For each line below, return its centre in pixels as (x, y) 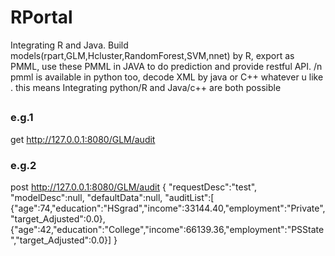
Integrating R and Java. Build (69, 45)
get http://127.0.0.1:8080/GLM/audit (83, 139)
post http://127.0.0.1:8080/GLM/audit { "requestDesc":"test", (134, 187)
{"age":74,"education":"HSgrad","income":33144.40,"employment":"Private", (168, 208)
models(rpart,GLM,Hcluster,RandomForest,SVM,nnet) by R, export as (152, 55)
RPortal (41, 17)
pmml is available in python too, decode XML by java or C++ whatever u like (167, 77)
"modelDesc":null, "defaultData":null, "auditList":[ (112, 197)
